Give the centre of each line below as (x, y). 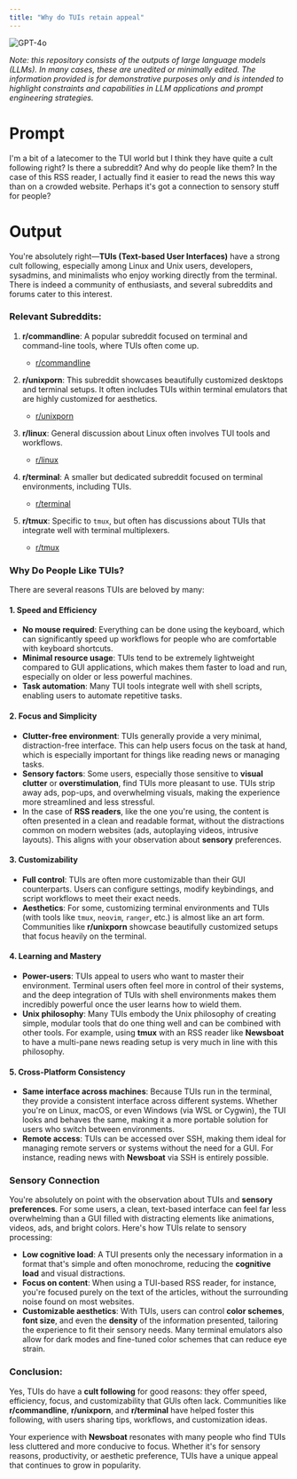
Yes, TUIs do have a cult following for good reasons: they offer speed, (138, 1391)
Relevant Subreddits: (55, 317)
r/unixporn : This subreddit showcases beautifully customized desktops (152, 380)
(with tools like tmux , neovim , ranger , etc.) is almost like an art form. (143, 917)
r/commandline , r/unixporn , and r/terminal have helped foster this (132, 1410)
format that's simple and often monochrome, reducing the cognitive (146, 1264)
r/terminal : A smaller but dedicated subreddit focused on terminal (142, 476)
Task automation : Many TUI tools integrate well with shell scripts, (142, 686)
